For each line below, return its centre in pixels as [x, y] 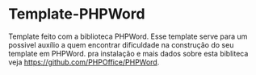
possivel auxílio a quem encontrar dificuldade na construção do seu [121, 44]
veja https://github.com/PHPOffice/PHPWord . [84, 62]
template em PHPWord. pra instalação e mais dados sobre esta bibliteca [128, 53]
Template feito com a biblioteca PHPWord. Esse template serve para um [128, 36]
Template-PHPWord [77, 14]
